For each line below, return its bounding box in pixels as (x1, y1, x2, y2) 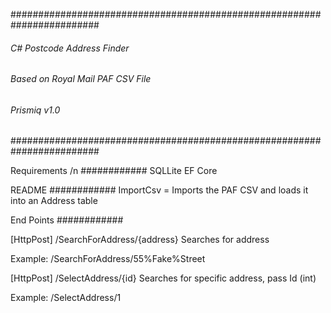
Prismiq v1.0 (10, 104, 61, 116)
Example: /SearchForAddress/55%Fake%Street (10, 253, 206, 265)
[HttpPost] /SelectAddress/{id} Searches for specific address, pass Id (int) (10, 272, 317, 284)
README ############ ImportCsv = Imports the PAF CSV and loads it (10, 184, 309, 196)
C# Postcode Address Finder (10, 42, 130, 54)
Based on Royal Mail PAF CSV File (10, 73, 152, 85)
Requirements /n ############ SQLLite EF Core (10, 165, 218, 177)
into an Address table (10, 195, 98, 207)
